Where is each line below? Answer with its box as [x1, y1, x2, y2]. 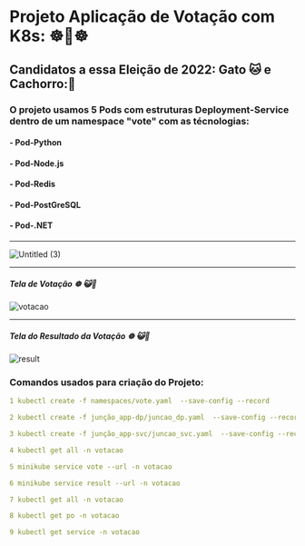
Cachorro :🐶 [9, 75, 76, 92]
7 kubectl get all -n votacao [9, 495, 124, 504]
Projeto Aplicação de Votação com [9, 6, 275, 27]
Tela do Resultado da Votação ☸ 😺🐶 [9, 330, 151, 342]
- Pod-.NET [9, 220, 53, 231]
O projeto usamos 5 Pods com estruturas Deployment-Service [9, 103, 290, 115]
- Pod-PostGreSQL [9, 199, 82, 210]
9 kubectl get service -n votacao [9, 528, 141, 537]
